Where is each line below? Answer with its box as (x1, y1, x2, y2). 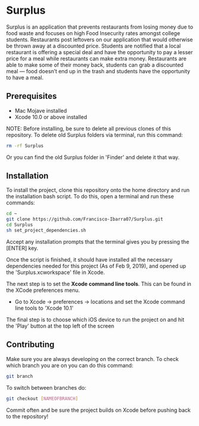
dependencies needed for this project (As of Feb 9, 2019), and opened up (6, 262, 187, 269)
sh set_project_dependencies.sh (6, 228, 86, 234)
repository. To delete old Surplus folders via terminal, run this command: (6, 131, 183, 138)
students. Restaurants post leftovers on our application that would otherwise (6, 36, 193, 43)
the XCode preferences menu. (6, 287, 80, 294)
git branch (6, 373, 33, 379)
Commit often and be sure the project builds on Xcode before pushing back (6, 406, 191, 413)
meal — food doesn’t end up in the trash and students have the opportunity (6, 67, 191, 74)
